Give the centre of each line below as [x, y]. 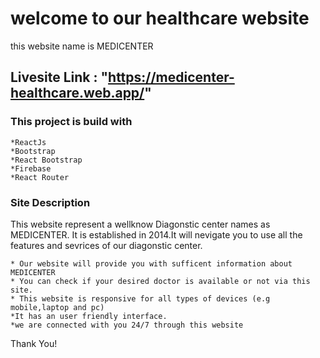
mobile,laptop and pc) [57, 307]
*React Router [40, 177]
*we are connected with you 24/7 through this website [127, 325]
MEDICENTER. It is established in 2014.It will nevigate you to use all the [156, 234]
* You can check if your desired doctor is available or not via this [160, 281]
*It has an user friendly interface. [89, 316]
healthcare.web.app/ [77, 93]
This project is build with [71, 122]
